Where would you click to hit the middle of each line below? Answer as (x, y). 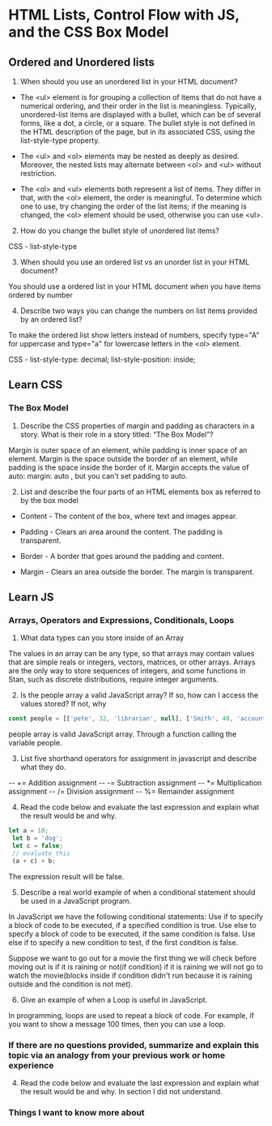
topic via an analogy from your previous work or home (117, 1055)
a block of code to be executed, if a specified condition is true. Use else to (132, 925)
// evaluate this (41, 853)
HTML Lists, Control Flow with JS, (124, 15)
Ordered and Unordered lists (82, 62)
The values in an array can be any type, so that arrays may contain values (132, 654)
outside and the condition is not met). (71, 984)
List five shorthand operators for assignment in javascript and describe (138, 759)
